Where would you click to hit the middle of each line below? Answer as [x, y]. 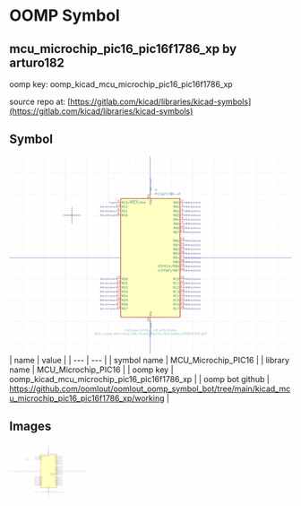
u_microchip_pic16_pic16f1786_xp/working [87, 398]
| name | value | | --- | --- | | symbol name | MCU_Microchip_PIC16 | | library [149, 360]
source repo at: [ [40, 101]
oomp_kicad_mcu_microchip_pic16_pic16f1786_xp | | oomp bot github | [140, 379]
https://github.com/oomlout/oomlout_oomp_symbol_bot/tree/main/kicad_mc [150, 388]
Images [30, 427]
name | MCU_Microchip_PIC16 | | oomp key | [91, 370]
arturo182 [37, 62]
